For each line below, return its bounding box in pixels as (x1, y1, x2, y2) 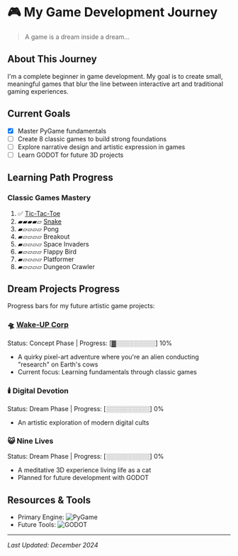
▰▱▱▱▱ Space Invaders (17, 239, 90, 248)
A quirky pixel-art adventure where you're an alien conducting (17, 352, 200, 361)
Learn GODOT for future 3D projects (17, 151, 124, 159)
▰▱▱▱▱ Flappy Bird (17, 247, 76, 256)
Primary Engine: (17, 513, 65, 521)
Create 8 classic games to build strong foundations (17, 134, 167, 143)
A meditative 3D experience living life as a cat (17, 466, 152, 474)
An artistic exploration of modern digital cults (17, 418, 149, 427)
